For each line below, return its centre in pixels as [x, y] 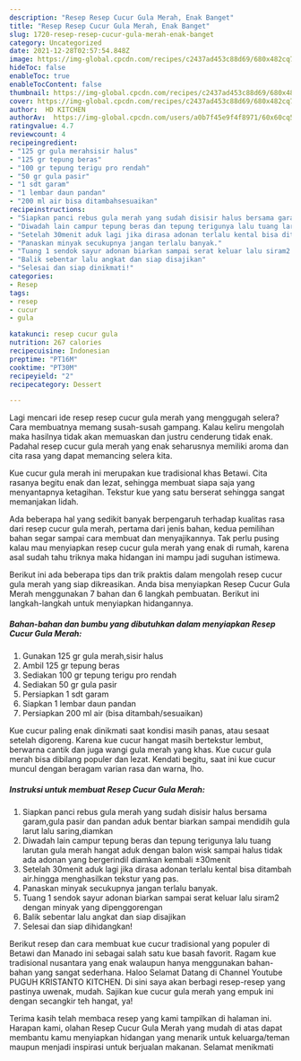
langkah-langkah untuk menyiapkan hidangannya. [102, 603]
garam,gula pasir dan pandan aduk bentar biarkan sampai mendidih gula [156, 821]
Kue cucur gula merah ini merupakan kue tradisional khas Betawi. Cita [138, 473]
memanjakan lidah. [44, 502]
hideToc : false [38, 68]
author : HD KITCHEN [48, 110]
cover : [21, 101]
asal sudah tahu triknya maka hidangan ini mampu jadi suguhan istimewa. [145, 557]
